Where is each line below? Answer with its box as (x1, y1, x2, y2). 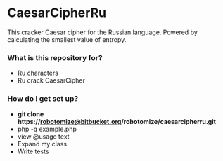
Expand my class (17, 139, 68, 148)
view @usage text (17, 132, 70, 141)
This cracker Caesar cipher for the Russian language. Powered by (7, 28, 198, 36)
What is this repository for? (7, 52, 103, 62)
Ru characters (17, 69, 58, 78)
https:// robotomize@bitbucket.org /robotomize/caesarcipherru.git (17, 117, 217, 125)
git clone (17, 110, 44, 118)
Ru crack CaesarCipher (17, 76, 86, 85)
